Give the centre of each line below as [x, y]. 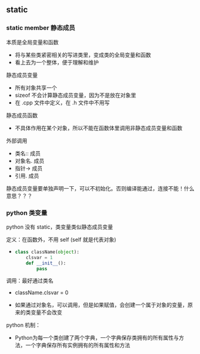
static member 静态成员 [41, 28]
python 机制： [23, 325]
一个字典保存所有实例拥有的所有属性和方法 [78, 345]
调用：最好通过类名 [30, 281]
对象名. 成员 [30, 161]
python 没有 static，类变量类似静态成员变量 [60, 227]
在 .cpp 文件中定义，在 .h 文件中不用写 [62, 102]
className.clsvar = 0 [41, 293]
